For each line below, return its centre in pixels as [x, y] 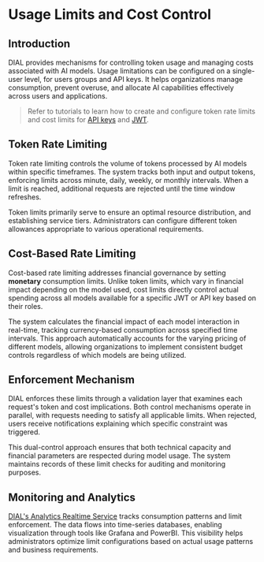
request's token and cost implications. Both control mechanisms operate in [130, 407]
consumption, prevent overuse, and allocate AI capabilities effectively [121, 87]
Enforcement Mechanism [72, 380]
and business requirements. [53, 550]
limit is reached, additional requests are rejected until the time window [122, 188]
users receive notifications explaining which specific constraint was [118, 424]
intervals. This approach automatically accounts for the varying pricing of [127, 338]
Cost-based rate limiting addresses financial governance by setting [117, 273]
